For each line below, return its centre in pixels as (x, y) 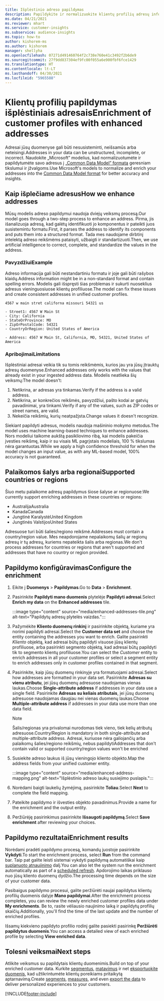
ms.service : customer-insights (37, 28)
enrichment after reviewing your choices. (54, 822)
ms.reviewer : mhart (25, 23)
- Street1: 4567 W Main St (32, 312)
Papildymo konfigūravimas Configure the (68, 568)
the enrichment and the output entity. (50, 807)
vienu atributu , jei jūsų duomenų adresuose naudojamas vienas (76, 683)
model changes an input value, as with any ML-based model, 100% (72, 451)
